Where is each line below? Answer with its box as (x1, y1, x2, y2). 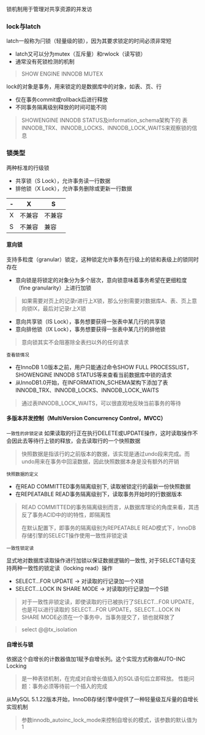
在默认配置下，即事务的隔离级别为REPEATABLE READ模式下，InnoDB (21, 524, 196, 531)
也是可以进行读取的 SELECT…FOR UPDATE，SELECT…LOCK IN (21, 606, 181, 613)
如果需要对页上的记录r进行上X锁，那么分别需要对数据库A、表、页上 (21, 297, 192, 304)
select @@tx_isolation (21, 626, 78, 633)
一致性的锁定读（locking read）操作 (22, 564, 113, 572)
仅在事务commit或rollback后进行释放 (15, 96, 108, 103)
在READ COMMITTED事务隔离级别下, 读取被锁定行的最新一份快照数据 (15, 483, 191, 490)
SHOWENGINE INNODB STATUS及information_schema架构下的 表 (21, 117, 188, 124)
